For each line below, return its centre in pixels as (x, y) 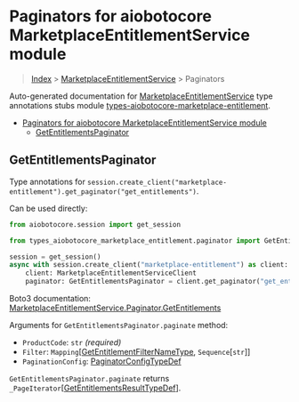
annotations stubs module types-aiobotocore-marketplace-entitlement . (140, 105)
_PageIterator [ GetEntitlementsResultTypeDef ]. (95, 388)
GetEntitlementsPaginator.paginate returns (89, 378)
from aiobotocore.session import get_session (95, 224)
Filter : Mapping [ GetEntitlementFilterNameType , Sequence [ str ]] (136, 352)
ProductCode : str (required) (72, 342)
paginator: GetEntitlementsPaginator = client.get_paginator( (143, 282)
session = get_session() (55, 257)
